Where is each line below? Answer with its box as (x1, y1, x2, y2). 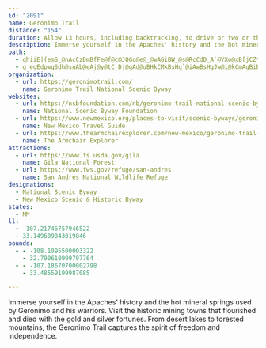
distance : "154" (8, 26, 62, 34)
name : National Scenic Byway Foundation (22, 108, 158, 115)
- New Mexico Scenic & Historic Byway (15, 195, 144, 203)
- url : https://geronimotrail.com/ (15, 78, 133, 85)
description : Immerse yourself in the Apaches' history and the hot (8, 41, 239, 49)
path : (8, 48, 26, 56)
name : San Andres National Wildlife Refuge (22, 173, 169, 182)
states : (8, 202, 34, 210)
